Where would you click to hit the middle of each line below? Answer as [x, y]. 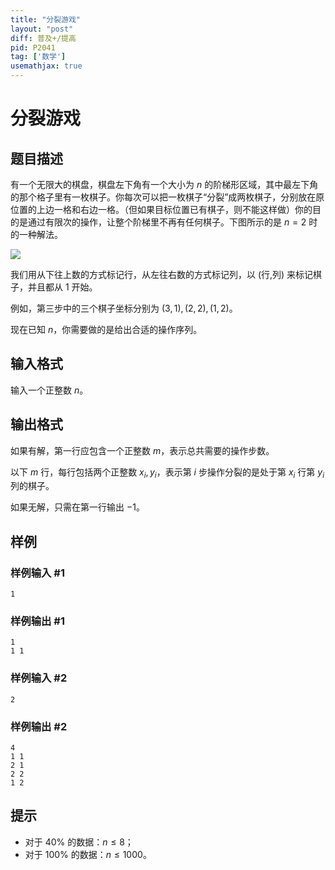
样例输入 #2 [39, 678]
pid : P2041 [33, 47]
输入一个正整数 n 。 [49, 390]
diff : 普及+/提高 [43, 38]
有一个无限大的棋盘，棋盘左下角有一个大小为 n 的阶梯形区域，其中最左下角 [164, 184]
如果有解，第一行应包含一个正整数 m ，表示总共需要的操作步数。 [142, 450]
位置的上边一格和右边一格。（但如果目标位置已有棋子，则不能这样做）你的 [161, 209]
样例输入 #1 [37, 573]
